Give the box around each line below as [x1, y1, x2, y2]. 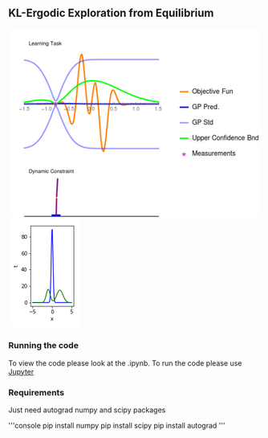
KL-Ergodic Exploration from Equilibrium [8, 6, 214, 20]
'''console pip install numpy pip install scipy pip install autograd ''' [8, 421, 226, 430]
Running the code [8, 340, 79, 351]
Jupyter [8, 366, 35, 376]
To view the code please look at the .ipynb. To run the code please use [8, 358, 242, 368]
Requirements [8, 387, 65, 398]
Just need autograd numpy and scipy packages [8, 405, 166, 415]
